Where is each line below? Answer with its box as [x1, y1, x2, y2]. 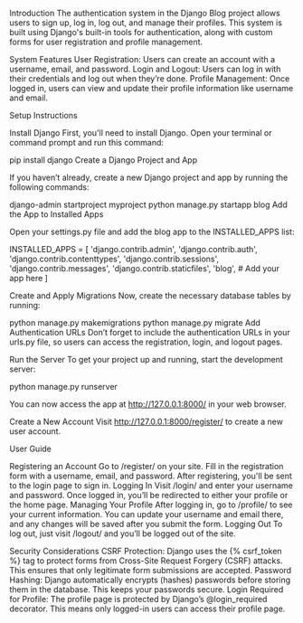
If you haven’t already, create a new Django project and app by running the [9, 172, 289, 183]
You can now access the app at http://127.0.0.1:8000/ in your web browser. [9, 399, 287, 410]
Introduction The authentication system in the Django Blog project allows [9, 8, 280, 18]
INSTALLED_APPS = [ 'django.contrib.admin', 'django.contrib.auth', [9, 244, 258, 254]
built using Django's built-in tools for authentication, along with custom [9, 27, 273, 37]
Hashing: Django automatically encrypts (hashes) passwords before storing [9, 574, 291, 585]
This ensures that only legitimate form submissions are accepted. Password [9, 565, 292, 575]
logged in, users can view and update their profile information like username [9, 83, 294, 93]
